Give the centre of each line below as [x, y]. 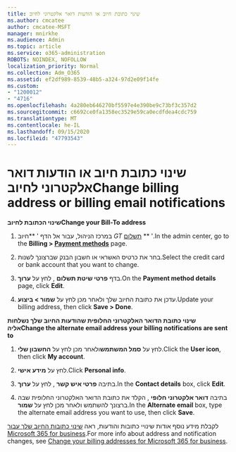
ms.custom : [23, 86]
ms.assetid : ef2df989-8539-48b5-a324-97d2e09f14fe [83, 79]
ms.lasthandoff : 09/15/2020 [49, 132]
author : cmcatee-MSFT [39, 27]
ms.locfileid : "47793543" [45, 138]
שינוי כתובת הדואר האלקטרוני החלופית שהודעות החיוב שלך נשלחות [102, 320]
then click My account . [51, 357]
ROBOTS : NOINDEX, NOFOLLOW [47, 60]
